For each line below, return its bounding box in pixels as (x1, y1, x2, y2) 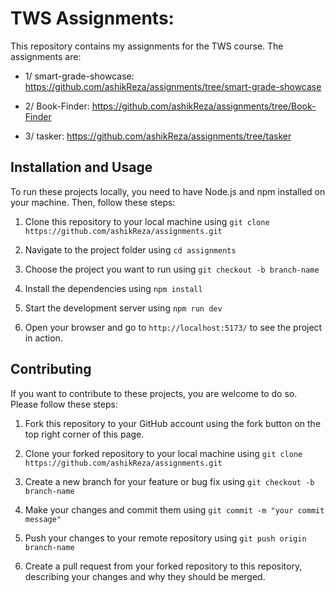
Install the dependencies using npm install (24, 282, 203, 294)
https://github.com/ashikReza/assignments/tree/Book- (91, 100, 317, 112)
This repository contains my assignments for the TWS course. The (10, 40, 284, 52)
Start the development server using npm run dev (24, 302, 223, 314)
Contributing (10, 361, 92, 378)
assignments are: (10, 50, 82, 62)
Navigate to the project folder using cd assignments (24, 243, 237, 256)
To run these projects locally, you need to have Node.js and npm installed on (10, 185, 326, 197)
